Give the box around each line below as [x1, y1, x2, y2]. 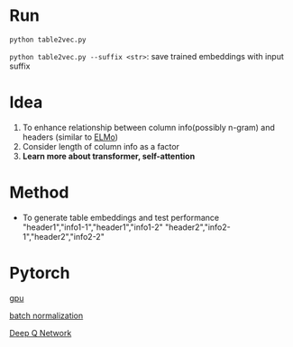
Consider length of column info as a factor [22, 141, 180, 151]
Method [9, 182, 69, 203]
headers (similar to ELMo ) [22, 132, 119, 142]
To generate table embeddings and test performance [22, 212, 219, 223]
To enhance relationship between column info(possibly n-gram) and [22, 122, 275, 132]
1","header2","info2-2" [22, 231, 105, 242]
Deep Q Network [9, 327, 72, 338]
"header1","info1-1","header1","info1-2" [22, 222, 164, 233]
